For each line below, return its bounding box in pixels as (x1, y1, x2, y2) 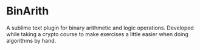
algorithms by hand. (6, 37, 57, 44)
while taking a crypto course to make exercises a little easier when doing (6, 30, 188, 37)
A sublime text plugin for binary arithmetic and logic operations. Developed (6, 24, 195, 31)
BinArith (6, 4, 49, 18)
